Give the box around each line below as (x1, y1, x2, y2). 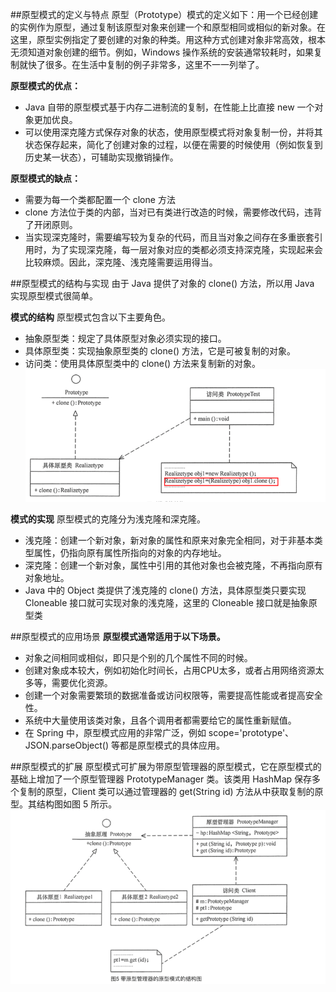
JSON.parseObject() (24, 739, 110, 751)
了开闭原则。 (24, 219, 78, 230)
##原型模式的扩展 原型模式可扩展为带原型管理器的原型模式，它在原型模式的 (10, 760, 322, 772)
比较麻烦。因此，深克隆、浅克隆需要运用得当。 (24, 256, 218, 268)
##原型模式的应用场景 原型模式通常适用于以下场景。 (10, 630, 226, 642)
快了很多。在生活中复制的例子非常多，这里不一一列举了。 (27, 59, 265, 70)
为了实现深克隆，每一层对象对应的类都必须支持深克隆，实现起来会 (51, 244, 323, 255)
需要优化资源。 (51, 676, 113, 688)
